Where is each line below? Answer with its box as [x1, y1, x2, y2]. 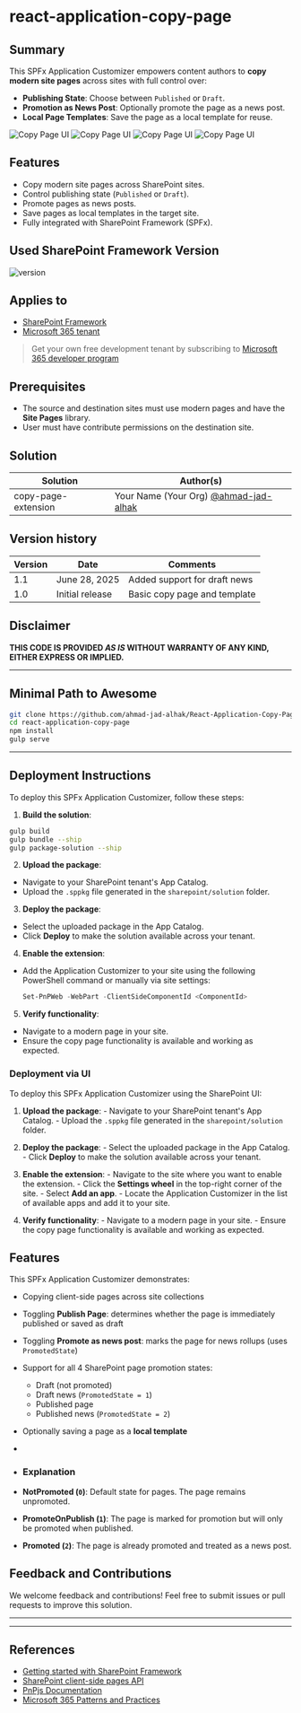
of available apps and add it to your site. [21, 1197, 170, 1208]
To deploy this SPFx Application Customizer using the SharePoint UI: [9, 1088, 262, 1098]
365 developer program [30, 353, 119, 364]
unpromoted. [21, 1496, 71, 1507]
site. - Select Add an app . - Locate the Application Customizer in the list [21, 1187, 288, 1199]
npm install [9, 727, 54, 736]
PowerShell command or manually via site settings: [21, 975, 211, 986]
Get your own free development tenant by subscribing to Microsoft [30, 344, 278, 354]
